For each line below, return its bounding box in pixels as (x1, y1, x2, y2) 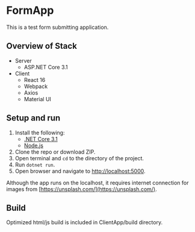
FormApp (6, 4, 54, 17)
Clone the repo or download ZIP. (14, 148, 96, 155)
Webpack (23, 83, 48, 90)
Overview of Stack (6, 41, 77, 51)
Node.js (23, 142, 44, 149)
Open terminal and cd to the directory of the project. (14, 154, 144, 161)
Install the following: (14, 129, 65, 136)
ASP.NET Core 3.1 (23, 63, 68, 71)
